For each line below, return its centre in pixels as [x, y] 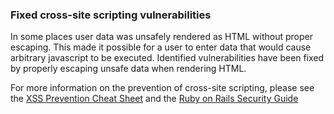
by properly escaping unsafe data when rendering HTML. [128, 69]
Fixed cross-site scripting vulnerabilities [111, 15]
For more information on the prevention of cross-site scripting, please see [162, 88]
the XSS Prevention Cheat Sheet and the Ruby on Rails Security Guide [154, 99]
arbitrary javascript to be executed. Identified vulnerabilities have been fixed [167, 58]
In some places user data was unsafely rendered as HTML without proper [161, 37]
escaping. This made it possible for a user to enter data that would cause [161, 47]
